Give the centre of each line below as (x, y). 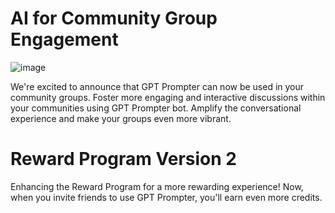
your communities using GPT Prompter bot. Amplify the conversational (156, 108)
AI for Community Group (114, 18)
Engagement (64, 39)
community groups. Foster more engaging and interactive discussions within (168, 97)
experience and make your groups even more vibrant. (121, 118)
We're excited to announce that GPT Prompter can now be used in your (157, 86)
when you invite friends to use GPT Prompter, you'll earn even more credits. (166, 197)
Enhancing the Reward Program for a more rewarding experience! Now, (157, 186)
